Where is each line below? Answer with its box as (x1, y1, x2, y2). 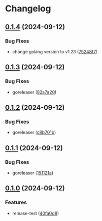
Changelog (5, 3, 51, 14)
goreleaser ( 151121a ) (12, 170, 53, 176)
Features (5, 199, 27, 206)
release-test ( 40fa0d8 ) (12, 210, 59, 216)
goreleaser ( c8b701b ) (12, 130, 56, 135)
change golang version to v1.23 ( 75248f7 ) (12, 48, 98, 54)
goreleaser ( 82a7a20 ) (12, 89, 57, 95)
